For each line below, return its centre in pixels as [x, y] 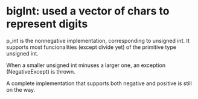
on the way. [21, 89]
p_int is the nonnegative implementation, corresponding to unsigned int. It [98, 40]
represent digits [47, 24]
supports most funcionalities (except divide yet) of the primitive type [91, 47]
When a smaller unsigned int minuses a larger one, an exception [86, 65]
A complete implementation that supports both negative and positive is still [99, 83]
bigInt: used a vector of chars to [88, 11]
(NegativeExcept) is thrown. [41, 71]
